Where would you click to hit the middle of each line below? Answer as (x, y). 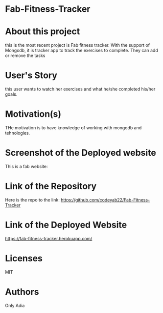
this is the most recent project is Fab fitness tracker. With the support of (78, 45)
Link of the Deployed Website (66, 225)
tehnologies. (18, 133)
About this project (43, 32)
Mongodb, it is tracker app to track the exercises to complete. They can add (81, 51)
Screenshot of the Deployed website (81, 153)
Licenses (24, 258)
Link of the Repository (51, 186)
